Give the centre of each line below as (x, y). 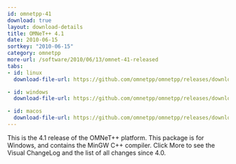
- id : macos (25, 111)
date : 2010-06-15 (33, 40)
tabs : (15, 66)
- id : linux (25, 72)
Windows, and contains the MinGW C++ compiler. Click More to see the (111, 145)
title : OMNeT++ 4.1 (36, 33)
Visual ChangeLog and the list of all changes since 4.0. (87, 153)
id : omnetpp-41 (29, 14)
